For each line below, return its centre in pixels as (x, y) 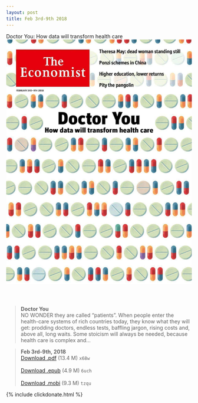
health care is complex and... (56, 340)
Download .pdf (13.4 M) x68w (55, 358)
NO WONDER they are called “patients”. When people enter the (97, 315)
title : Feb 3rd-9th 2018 (37, 19)
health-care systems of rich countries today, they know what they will (105, 321)
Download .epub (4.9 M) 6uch (56, 370)
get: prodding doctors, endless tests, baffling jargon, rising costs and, (105, 327)
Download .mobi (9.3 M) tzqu (56, 383)
